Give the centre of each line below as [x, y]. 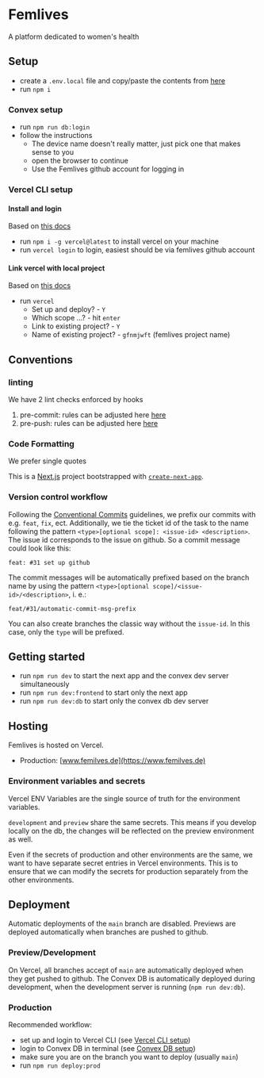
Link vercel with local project [57, 268]
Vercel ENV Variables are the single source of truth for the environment [124, 798]
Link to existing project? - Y [76, 326]
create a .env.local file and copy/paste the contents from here [122, 80]
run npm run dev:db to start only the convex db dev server [114, 701]
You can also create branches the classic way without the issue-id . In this [129, 623]
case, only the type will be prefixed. [66, 631]
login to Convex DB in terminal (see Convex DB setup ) [107, 1048]
